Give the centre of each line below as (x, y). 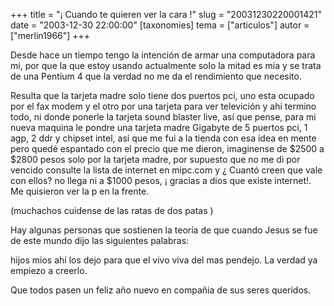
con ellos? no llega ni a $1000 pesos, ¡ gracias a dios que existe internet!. (161, 180)
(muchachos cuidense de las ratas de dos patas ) (112, 210)
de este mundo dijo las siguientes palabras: (100, 240)
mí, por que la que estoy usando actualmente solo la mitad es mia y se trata (166, 65)
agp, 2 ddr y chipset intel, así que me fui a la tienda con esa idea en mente (163, 138)
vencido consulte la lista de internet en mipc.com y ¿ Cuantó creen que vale (166, 170)
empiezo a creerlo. (49, 270)
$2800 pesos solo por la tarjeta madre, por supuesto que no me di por (155, 159)
